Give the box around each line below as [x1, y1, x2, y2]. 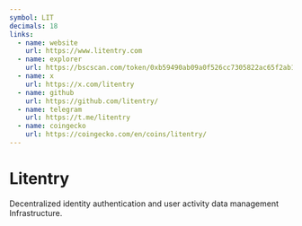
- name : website [17, 38, 78, 48]
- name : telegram [17, 105, 83, 114]
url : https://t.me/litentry [25, 113, 130, 122]
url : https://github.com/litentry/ [25, 96, 159, 106]
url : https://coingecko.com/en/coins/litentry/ [25, 130, 207, 139]
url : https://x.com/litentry [25, 80, 135, 89]
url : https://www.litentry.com [25, 47, 143, 56]
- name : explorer [17, 55, 83, 64]
